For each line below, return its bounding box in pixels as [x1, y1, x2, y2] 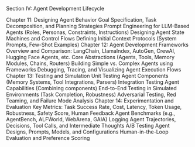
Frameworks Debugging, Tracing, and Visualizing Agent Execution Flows [6, 66, 182, 73]
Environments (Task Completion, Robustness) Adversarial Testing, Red [6, 91, 177, 98]
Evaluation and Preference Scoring [6, 135, 90, 141]
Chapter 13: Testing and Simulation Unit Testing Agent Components [6, 73, 169, 79]
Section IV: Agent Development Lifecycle [6, 5, 104, 12]
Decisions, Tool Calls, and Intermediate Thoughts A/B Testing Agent [6, 122, 170, 129]
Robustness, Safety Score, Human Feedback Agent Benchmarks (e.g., [6, 110, 176, 117]
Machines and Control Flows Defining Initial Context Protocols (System [6, 35, 177, 42]
